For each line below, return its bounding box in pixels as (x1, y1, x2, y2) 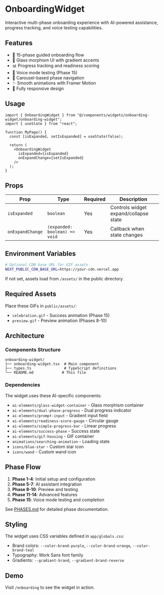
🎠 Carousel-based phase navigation (12, 75, 84, 81)
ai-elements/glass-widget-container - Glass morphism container (12, 402, 144, 408)
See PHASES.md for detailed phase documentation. (5, 506, 109, 512)
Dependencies (5, 382, 41, 388)
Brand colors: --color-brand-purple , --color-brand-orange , (12, 543, 132, 549)
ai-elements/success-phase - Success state (12, 428, 100, 434)
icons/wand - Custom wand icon (12, 448, 77, 455)
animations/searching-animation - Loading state (12, 438, 110, 444)
